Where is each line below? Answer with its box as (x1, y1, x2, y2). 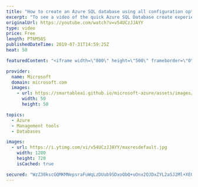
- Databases (11, 128, 41, 134)
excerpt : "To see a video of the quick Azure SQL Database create (6, 14, 173, 20)
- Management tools (11, 123, 60, 129)
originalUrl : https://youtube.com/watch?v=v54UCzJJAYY (6, 19, 144, 25)
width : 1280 (16, 150, 46, 156)
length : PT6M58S (6, 36, 46, 42)
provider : (6, 68, 31, 74)
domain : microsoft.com (11, 79, 67, 86)
